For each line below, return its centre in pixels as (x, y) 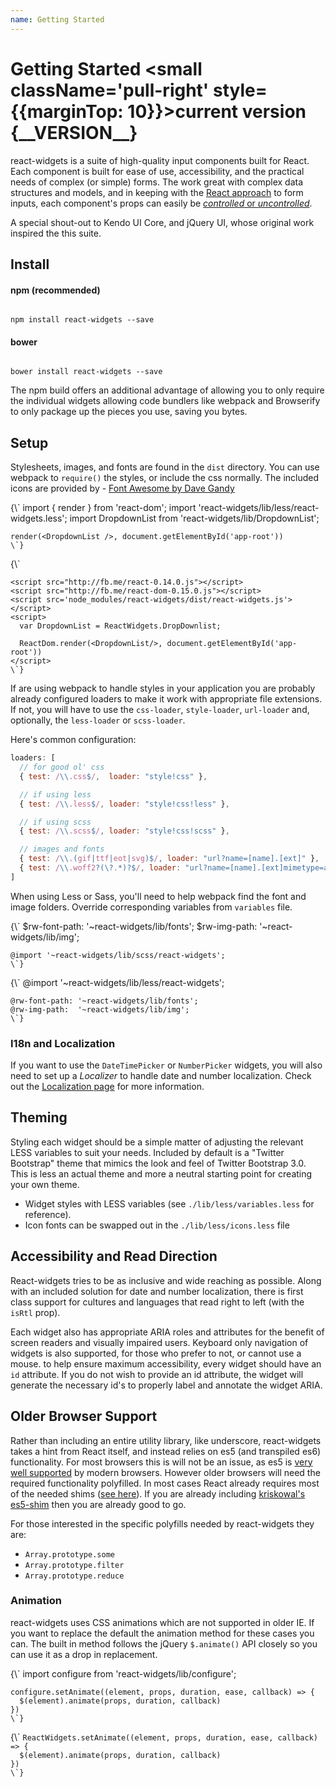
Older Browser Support (84, 1416)
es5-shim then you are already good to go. (98, 1504)
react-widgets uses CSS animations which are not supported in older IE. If (162, 1622)
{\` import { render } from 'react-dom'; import (103, 508)
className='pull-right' (110, 90)
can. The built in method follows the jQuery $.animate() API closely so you (164, 1643)
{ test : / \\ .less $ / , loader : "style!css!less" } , (124, 804)
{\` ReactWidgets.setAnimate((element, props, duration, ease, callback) (164, 1737)
